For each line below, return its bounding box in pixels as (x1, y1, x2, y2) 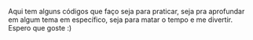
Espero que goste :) (8, 24, 72, 32)
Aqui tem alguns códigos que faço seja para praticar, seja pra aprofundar (8, 7, 245, 16)
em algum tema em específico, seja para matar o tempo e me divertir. (8, 15, 233, 24)
